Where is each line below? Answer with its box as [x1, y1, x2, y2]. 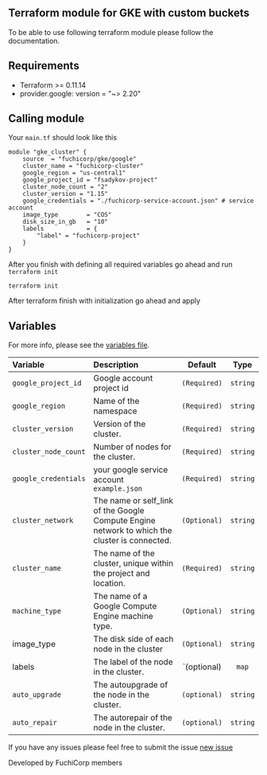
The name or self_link [93, 495, 173, 507]
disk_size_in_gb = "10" [22, 218, 109, 226]
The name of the [93, 548, 155, 559]
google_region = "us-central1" [22, 169, 126, 178]
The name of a [93, 591, 148, 602]
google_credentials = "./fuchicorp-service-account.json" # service [22, 197, 254, 205]
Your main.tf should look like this [8, 133, 118, 143]
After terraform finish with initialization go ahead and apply [8, 296, 201, 306]
